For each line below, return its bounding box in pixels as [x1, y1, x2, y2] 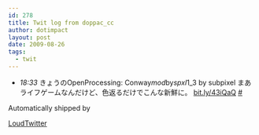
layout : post [8, 33, 51, 42]
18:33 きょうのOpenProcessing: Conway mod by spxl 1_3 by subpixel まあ [19, 78, 252, 87]
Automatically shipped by [8, 103, 91, 112]
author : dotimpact [8, 26, 68, 34]
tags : [8, 48, 26, 56]
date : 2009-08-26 [8, 41, 65, 49]
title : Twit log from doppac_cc [8, 19, 114, 27]
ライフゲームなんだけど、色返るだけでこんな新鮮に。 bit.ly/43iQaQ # [19, 87, 242, 97]
